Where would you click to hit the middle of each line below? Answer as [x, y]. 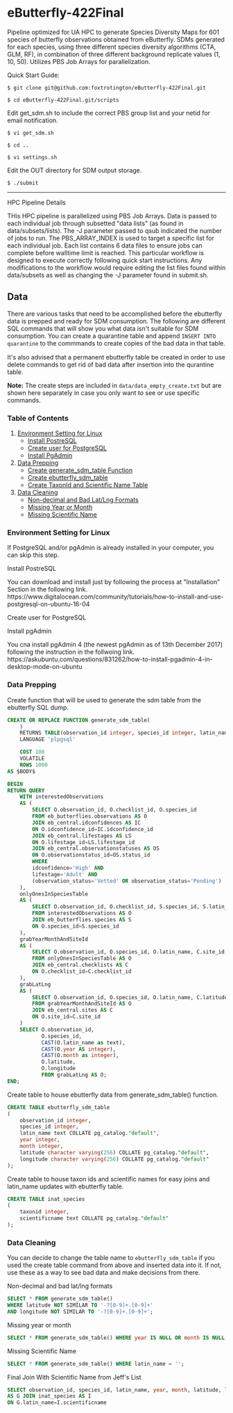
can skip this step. [33, 555]
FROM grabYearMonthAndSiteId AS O [82, 1004]
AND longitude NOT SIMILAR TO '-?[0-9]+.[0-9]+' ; [80, 1311]
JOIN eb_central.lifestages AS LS [82, 836]
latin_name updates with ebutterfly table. [66, 1186]
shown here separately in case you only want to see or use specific [103, 393]
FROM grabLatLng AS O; [74, 1075]
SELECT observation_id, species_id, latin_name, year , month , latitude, [114, 1390]
